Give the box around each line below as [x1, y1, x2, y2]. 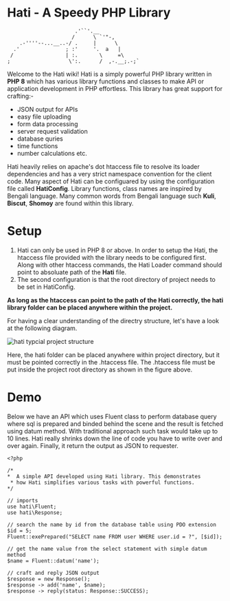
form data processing [16, 119, 78, 128]
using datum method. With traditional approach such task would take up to [7, 427, 218, 435]
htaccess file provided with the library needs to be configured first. [16, 253, 207, 261]
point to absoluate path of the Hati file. [16, 267, 127, 276]
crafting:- [7, 92, 34, 100]
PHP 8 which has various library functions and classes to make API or [7, 77, 205, 85]
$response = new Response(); [7, 575, 91, 582]
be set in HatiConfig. [16, 283, 76, 291]
